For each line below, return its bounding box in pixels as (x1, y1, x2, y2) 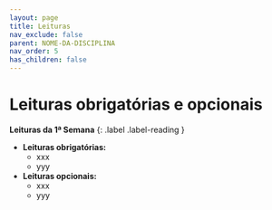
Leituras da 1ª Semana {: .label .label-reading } (9, 124, 186, 135)
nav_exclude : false (9, 30, 83, 39)
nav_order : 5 (9, 47, 59, 56)
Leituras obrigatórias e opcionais (9, 94, 263, 115)
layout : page (9, 13, 59, 23)
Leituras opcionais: (22, 170, 97, 181)
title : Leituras (9, 22, 71, 31)
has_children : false (9, 55, 88, 64)
